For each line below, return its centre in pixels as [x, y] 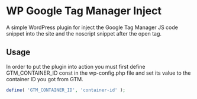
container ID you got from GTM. [45, 79]
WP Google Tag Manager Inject [84, 11]
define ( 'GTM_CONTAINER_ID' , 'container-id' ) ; [66, 90]
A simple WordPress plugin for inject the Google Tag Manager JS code [92, 27]
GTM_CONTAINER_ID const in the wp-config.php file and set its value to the [98, 73]
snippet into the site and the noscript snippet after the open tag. [84, 33]
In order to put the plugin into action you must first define [76, 66]
